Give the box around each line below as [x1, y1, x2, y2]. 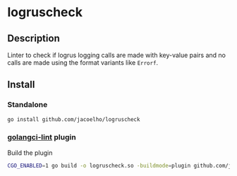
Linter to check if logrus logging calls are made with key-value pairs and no [7, 51, 226, 59]
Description [7, 32, 60, 44]
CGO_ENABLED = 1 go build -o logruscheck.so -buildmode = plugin [7, 162, 191, 169]
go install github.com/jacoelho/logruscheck [7, 115, 140, 123]
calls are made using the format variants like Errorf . [7, 58, 159, 67]
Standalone [7, 100, 48, 110]
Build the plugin [7, 149, 53, 157]
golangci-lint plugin [7, 132, 76, 142]
